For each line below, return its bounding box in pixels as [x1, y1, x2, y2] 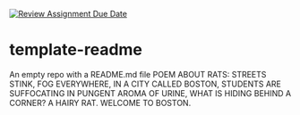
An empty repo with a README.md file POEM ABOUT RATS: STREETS [9, 69, 267, 79]
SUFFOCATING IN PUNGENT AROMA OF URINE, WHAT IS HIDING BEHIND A [9, 87, 292, 98]
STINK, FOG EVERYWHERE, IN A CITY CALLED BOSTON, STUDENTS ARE [9, 78, 282, 89]
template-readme [9, 40, 143, 60]
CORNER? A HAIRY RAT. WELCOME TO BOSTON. [9, 97, 192, 108]
